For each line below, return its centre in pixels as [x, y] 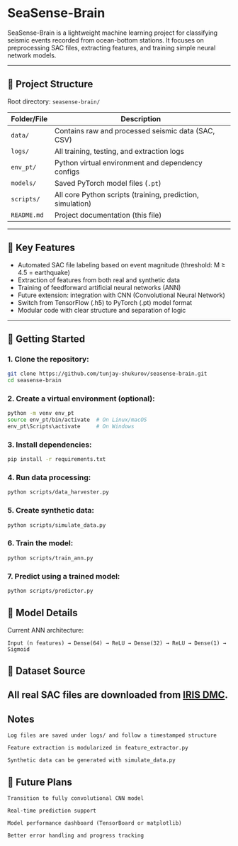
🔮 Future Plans [40, 782]
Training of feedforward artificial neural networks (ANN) [99, 287]
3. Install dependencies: [50, 445]
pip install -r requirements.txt [57, 460]
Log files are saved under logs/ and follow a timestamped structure [112, 735]
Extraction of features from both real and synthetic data [99, 280]
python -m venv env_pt [41, 413]
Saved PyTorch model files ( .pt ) [108, 183]
